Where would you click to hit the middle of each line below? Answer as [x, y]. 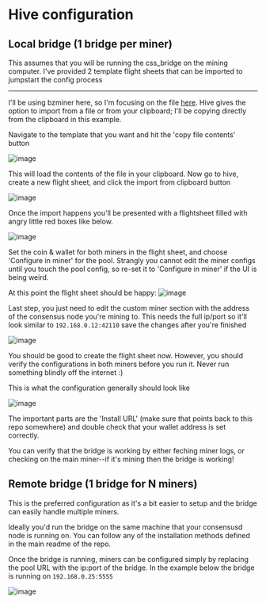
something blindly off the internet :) [66, 373]
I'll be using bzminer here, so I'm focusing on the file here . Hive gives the [127, 102]
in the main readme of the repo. [60, 544]
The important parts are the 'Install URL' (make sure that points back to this [131, 419]
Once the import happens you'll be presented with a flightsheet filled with [128, 213]
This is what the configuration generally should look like [99, 388]
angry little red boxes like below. [61, 221]
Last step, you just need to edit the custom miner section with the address [129, 308]
